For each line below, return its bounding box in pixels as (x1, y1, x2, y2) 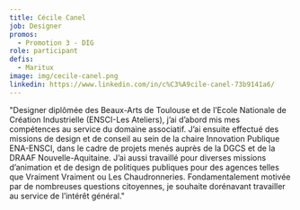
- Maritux (17, 64, 54, 73)
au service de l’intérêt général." (9, 190, 126, 201)
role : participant (9, 47, 78, 56)
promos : (9, 30, 39, 39)
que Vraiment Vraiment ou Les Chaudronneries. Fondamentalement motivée (9, 171, 291, 182)
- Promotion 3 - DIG (17, 38, 94, 48)
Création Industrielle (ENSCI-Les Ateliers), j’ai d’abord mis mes (9, 114, 241, 125)
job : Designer (9, 22, 63, 31)
